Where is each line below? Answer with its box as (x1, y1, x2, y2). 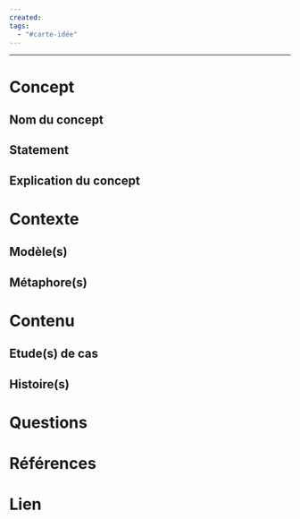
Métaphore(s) (9, 275, 87, 290)
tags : (9, 21, 29, 30)
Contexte (9, 208, 79, 229)
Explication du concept (9, 173, 141, 188)
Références (9, 454, 96, 474)
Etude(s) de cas (9, 346, 99, 362)
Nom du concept (9, 112, 104, 127)
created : (9, 13, 42, 22)
